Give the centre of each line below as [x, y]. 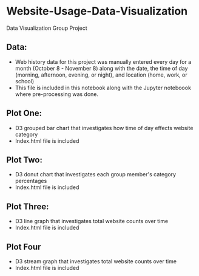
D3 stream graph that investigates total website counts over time [96, 261]
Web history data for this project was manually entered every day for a [103, 61]
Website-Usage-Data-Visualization [97, 11]
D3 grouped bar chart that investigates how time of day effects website [104, 128]
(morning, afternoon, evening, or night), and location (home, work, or [101, 75]
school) [25, 81]
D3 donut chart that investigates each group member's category [96, 174]
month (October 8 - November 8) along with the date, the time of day [101, 68]
